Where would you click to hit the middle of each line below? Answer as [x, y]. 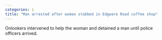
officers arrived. [21, 33]
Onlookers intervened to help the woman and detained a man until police [79, 28]
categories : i [20, 10]
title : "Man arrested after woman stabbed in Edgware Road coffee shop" [81, 14]
